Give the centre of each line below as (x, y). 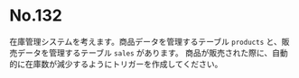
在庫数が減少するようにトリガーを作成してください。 (124, 64)
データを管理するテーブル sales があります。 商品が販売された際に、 (145, 52)
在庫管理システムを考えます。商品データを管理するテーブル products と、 (145, 41)
